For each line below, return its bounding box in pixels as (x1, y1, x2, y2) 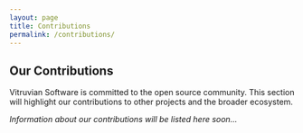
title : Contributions (9, 22, 91, 31)
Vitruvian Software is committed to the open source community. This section (9, 87, 295, 98)
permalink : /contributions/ (9, 30, 116, 39)
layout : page (9, 13, 59, 22)
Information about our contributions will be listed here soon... (9, 114, 238, 125)
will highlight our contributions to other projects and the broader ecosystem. (9, 96, 294, 108)
